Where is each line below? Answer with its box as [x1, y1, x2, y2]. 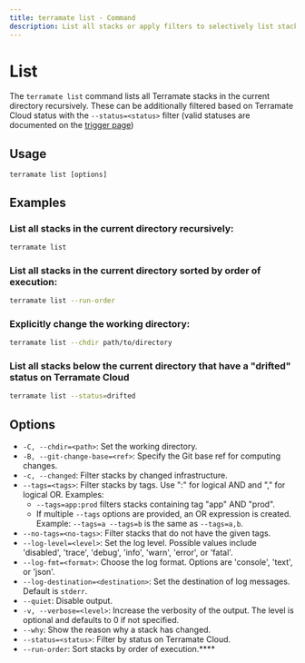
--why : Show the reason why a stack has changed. [22, 624, 212, 636]
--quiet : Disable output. [22, 596, 113, 607]
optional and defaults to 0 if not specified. [22, 615, 180, 626]
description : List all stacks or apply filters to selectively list [9, 22, 274, 31]
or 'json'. [22, 567, 56, 578]
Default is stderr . [22, 586, 88, 597]
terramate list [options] [9, 170, 107, 180]
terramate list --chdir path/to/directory [9, 338, 172, 348]
